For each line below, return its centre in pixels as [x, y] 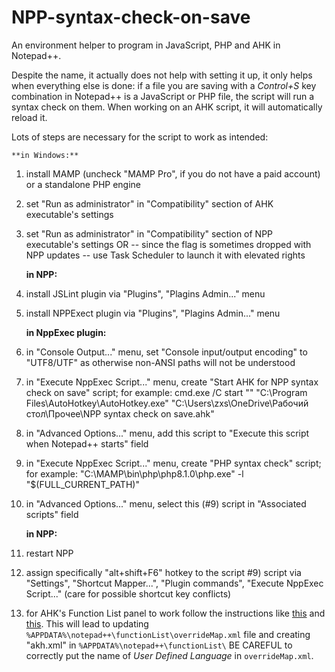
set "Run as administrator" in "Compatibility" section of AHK [149, 203]
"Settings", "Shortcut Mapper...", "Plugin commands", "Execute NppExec [174, 583]
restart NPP [49, 553]
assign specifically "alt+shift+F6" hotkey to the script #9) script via [163, 572]
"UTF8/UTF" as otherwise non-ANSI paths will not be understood [160, 362]
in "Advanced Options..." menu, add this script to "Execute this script [167, 433]
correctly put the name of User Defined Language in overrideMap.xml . [169, 655]
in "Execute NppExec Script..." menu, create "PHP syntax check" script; [173, 463]
